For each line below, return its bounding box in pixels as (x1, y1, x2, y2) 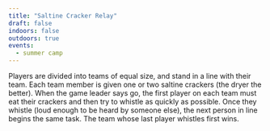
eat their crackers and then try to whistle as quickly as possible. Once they (8, 97, 257, 106)
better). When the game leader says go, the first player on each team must (8, 88, 257, 97)
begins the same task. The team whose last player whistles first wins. (8, 114, 240, 123)
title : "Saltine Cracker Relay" (8, 11, 117, 20)
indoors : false (8, 27, 60, 35)
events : (8, 42, 35, 50)
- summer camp (15, 49, 63, 57)
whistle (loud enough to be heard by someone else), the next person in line (8, 105, 259, 115)
